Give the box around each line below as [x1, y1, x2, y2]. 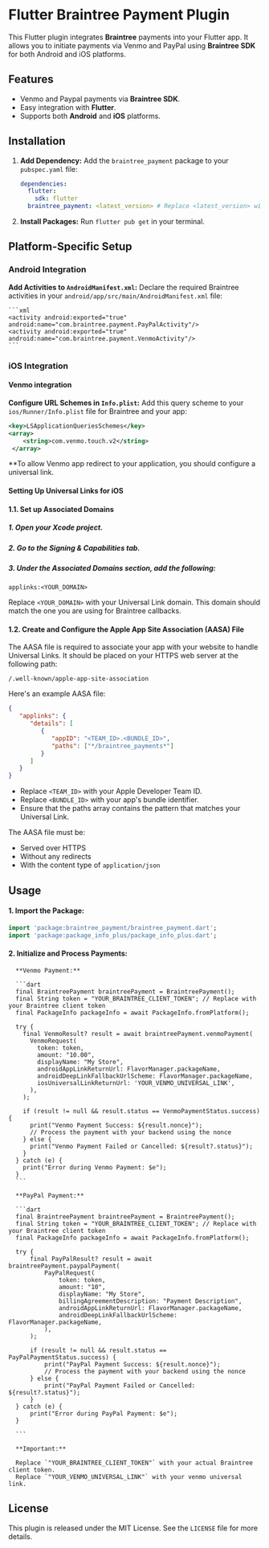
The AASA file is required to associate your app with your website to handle [8, 642, 259, 652]
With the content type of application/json [19, 860, 161, 870]
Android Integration [8, 264, 87, 275]
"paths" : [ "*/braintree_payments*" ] [51, 742, 174, 750]
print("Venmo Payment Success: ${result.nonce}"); [29, 1121, 203, 1129]
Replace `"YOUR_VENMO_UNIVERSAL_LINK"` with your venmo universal [15, 1472, 243, 1480]
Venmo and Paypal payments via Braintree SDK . [19, 94, 181, 104]
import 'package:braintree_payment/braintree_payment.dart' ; [8, 923, 218, 932]
